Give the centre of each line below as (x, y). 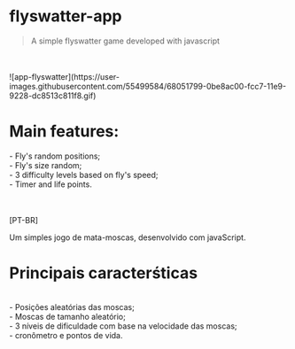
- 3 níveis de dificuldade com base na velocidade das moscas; (123, 326)
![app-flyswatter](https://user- (64, 76)
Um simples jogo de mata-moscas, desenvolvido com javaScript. (128, 237)
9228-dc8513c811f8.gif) (53, 96)
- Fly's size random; (46, 165)
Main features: (64, 132)
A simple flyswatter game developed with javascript (125, 41)
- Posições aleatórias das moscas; (72, 306)
